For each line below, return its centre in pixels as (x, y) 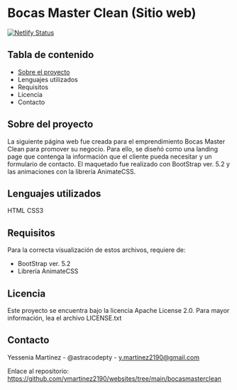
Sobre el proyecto (44, 71)
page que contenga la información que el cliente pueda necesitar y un (110, 156)
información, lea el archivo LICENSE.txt (65, 318)
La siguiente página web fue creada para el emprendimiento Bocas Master (116, 141)
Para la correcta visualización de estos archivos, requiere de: (97, 250)
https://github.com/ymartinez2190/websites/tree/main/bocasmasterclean (115, 378)
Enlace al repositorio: (38, 371)
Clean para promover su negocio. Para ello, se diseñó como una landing (113, 149)
